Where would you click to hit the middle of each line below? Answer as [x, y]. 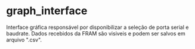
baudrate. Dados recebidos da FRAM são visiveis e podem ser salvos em [96, 33]
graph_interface [47, 11]
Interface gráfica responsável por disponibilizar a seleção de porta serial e [97, 27]
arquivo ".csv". [24, 40]
